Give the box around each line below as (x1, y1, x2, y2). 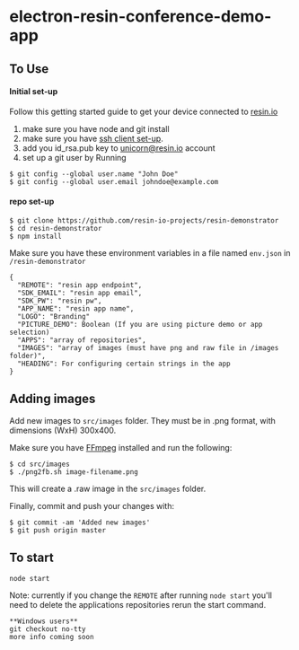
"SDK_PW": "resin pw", (17, 296, 102, 305)
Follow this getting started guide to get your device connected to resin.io (9, 106, 278, 117)
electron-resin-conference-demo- (9, 6, 272, 27)
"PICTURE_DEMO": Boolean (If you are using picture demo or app (17, 320, 263, 329)
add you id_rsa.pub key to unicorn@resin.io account (22, 142, 215, 154)
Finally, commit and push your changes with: (9, 500, 175, 511)
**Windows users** (9, 617, 78, 626)
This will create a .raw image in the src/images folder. (9, 483, 207, 494)
